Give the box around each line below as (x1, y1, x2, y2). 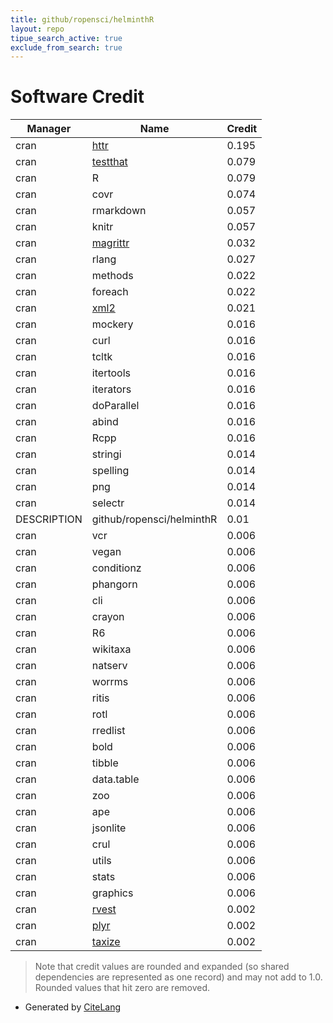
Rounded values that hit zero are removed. (34, 982, 211, 994)
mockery (91, 317, 134, 331)
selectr (91, 496, 125, 510)
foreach (91, 285, 129, 299)
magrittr (91, 236, 130, 250)
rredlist (91, 724, 126, 738)
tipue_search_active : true (10, 33, 123, 43)
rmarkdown (91, 204, 147, 218)
